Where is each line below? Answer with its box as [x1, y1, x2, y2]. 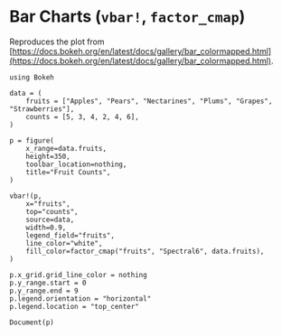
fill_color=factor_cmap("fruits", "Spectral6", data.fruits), [25, 247, 265, 256]
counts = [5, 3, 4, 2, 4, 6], [25, 112, 140, 121]
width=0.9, [25, 223, 67, 232]
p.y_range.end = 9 [9, 286, 79, 295]
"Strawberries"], [9, 104, 75, 114]
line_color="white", [25, 238, 103, 247]
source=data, [25, 215, 75, 224]
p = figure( [9, 135, 54, 145]
